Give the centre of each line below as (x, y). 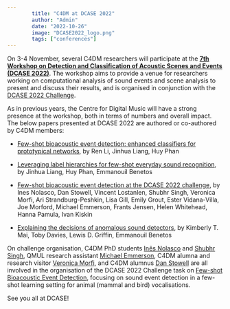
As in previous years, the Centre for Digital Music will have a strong (102, 109)
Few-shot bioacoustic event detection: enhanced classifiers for (106, 144)
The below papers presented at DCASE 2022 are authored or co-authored (112, 123)
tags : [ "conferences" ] (64, 39)
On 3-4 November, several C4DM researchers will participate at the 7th (108, 58)
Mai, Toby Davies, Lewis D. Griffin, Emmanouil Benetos (94, 235)
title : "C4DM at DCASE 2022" (73, 13)
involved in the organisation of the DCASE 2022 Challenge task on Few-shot (115, 270)
